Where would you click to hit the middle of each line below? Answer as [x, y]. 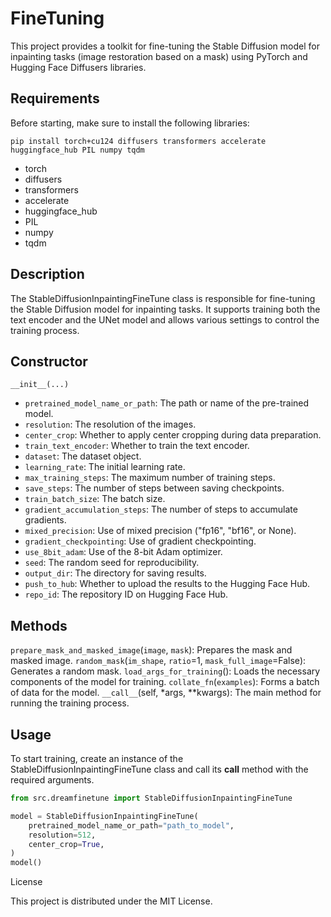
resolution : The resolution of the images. [110, 424]
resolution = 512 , [62, 835]
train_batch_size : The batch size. [95, 499]
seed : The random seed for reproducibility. [112, 563]
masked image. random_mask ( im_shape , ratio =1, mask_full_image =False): [158, 661]
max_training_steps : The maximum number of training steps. [150, 478]
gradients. [45, 520]
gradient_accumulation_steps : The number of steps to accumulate [161, 509]
